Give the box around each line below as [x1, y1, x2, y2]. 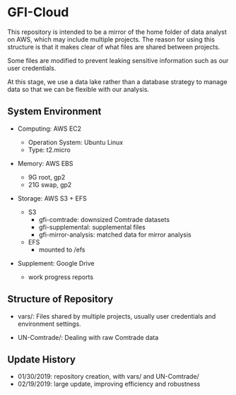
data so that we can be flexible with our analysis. [7, 85, 150, 93]
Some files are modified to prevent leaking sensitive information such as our [7, 56, 229, 64]
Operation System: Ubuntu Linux [28, 138, 124, 146]
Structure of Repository [7, 293, 114, 305]
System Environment [7, 105, 102, 117]
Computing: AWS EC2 [17, 124, 82, 133]
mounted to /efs [38, 245, 85, 254]
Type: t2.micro [28, 146, 71, 154]
